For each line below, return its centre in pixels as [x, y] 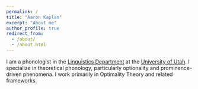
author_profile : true [33, 28]
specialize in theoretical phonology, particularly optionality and [83, 68]
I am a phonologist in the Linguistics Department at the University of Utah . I [98, 61]
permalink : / [22, 12]
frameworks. [22, 80]
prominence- [176, 68]
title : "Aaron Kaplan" [34, 17]
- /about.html [29, 45]
